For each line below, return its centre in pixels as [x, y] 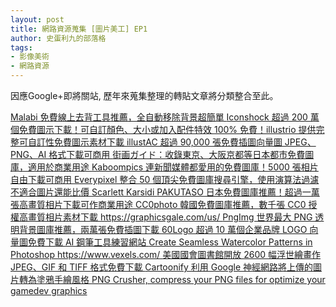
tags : [21, 47]
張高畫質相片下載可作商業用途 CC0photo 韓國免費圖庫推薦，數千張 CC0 [158, 204]
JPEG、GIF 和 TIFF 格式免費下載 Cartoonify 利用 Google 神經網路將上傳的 [162, 267]
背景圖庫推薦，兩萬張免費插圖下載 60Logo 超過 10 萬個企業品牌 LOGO [163, 229]
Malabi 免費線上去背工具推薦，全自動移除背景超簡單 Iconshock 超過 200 [159, 117]
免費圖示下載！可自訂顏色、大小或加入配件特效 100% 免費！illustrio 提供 [167, 129]
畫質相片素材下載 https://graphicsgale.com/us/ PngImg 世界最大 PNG [170, 217]
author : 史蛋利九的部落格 [58, 38]
